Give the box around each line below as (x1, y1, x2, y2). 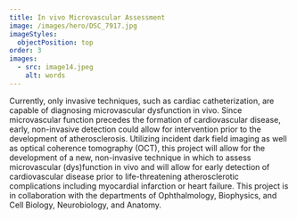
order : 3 (9, 46, 42, 55)
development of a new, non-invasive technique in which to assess (9, 152, 252, 163)
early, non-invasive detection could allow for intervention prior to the (9, 124, 261, 134)
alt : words (25, 71, 66, 80)
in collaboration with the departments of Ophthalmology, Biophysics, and (9, 190, 277, 200)
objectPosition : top (17, 37, 94, 47)
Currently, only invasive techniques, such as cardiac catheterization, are (9, 95, 275, 106)
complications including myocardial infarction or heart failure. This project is (9, 180, 289, 191)
